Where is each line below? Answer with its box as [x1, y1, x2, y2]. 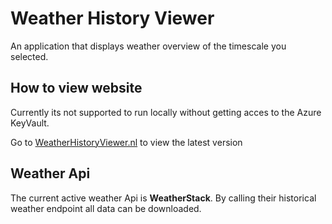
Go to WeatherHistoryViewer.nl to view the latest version [10, 136, 243, 148]
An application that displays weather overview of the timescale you [10, 40, 287, 52]
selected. [10, 50, 49, 62]
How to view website [10, 80, 143, 97]
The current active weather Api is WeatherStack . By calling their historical [10, 192, 317, 204]
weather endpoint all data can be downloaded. [10, 202, 202, 214]
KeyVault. [10, 117, 50, 129]
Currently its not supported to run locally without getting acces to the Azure [10, 106, 322, 118]
